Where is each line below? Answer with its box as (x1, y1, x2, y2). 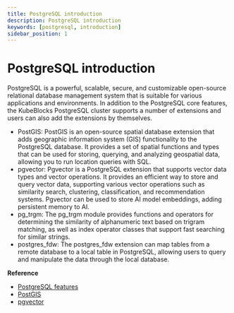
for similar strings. (17, 232, 70, 241)
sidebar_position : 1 (7, 30, 68, 37)
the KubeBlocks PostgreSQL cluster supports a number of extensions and (7, 107, 221, 115)
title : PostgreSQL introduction (7, 10, 102, 18)
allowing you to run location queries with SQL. (17, 158, 152, 166)
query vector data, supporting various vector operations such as (17, 180, 205, 189)
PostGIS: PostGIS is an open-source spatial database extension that (17, 128, 215, 136)
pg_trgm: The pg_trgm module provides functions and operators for (17, 210, 214, 219)
